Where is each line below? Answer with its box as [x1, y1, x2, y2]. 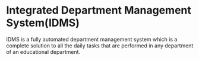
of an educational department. [6, 48, 81, 55]
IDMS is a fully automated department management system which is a [6, 36, 178, 43]
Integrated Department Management [6, 4, 192, 17]
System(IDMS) [6, 16, 80, 30]
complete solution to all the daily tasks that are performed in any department [6, 42, 194, 49]
